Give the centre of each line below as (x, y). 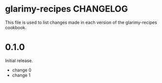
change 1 (21, 75)
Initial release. (19, 60)
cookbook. (16, 27)
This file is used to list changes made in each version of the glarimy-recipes (81, 22)
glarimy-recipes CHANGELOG (67, 9)
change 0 (22, 70)
